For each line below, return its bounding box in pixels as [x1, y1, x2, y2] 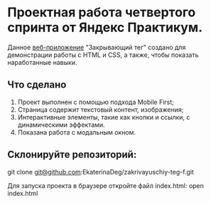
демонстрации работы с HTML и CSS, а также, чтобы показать [7, 51, 199, 59]
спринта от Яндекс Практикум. [7, 19, 203, 36]
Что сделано [7, 79, 67, 91]
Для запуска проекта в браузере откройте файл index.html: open [7, 181, 205, 189]
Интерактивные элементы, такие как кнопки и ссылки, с [17, 113, 190, 121]
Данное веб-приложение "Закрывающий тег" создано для [7, 43, 186, 51]
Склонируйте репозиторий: [7, 149, 137, 161]
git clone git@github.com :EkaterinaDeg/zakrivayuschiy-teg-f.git [7, 167, 194, 176]
